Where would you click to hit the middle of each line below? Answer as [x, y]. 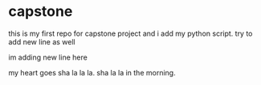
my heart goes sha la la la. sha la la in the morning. [92, 72]
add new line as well [42, 41]
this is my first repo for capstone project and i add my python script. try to [130, 33]
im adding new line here [48, 57]
